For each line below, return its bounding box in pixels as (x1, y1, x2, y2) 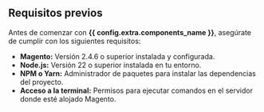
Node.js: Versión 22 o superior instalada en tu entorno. (19, 60, 202, 70)
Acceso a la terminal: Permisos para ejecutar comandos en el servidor (19, 86, 254, 95)
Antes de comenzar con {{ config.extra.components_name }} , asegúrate (8, 27, 252, 37)
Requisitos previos (8, 6, 103, 20)
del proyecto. (19, 77, 64, 86)
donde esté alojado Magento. (19, 94, 117, 103)
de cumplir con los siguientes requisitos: (8, 36, 141, 46)
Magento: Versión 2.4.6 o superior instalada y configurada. (19, 51, 215, 61)
